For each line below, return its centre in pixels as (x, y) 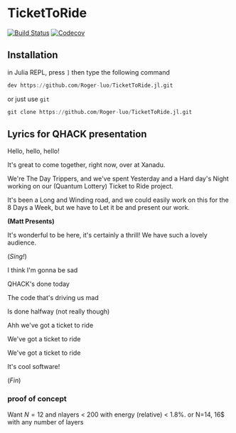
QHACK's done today (38, 284)
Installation (33, 55)
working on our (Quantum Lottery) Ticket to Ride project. (91, 186)
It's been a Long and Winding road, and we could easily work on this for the (118, 200)
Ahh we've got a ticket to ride (50, 326)
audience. (22, 242)
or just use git (28, 99)
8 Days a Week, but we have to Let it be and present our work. (99, 208)
